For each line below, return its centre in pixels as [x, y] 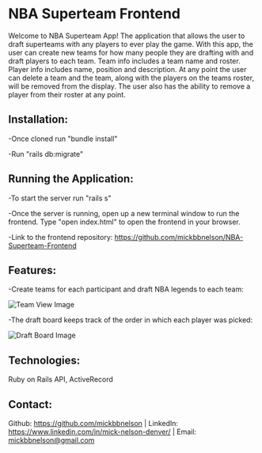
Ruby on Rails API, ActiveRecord [61, 379]
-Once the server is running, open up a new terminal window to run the [124, 213]
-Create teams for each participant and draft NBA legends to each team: [126, 289]
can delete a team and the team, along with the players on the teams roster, [131, 78]
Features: [32, 270]
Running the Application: [71, 179]
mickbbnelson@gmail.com [51, 440]
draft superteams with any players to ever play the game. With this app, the [131, 44]
